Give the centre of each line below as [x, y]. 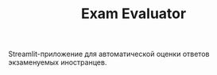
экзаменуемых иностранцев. [58, 62]
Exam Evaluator [134, 14]
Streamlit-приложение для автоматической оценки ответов [109, 54]
